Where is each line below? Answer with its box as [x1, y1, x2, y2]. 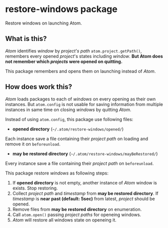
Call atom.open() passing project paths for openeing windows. [12, 211, 141, 217]
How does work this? [5, 82, 72, 91]
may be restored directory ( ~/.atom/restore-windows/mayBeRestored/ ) [12, 150, 158, 156]
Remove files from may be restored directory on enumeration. [12, 206, 142, 212]
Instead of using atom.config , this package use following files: [5, 116, 134, 122]
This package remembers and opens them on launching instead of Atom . [5, 68, 156, 74]
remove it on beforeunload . [5, 141, 61, 147]
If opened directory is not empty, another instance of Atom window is [12, 179, 157, 185]
